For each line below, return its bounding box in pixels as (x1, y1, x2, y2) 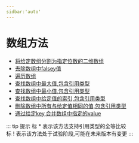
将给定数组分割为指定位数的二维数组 (14, 57, 104, 65)
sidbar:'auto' (6, 8, 42, 15)
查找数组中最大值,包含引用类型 (14, 80, 90, 87)
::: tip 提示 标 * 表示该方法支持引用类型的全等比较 (6, 122, 126, 129)
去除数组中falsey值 (14, 65, 61, 72)
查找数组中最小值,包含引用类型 (14, 87, 90, 95)
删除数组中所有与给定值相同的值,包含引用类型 (14, 102, 126, 109)
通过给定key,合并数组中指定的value (14, 109, 101, 117)
